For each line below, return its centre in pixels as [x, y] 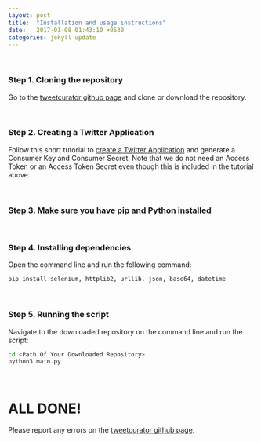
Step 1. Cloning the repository [66, 80]
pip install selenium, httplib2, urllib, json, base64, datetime [117, 279]
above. [19, 174]
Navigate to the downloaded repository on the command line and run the [125, 331]
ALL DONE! [45, 408]
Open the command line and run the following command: [100, 265]
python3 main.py [34, 362]
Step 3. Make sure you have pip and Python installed [110, 210]
